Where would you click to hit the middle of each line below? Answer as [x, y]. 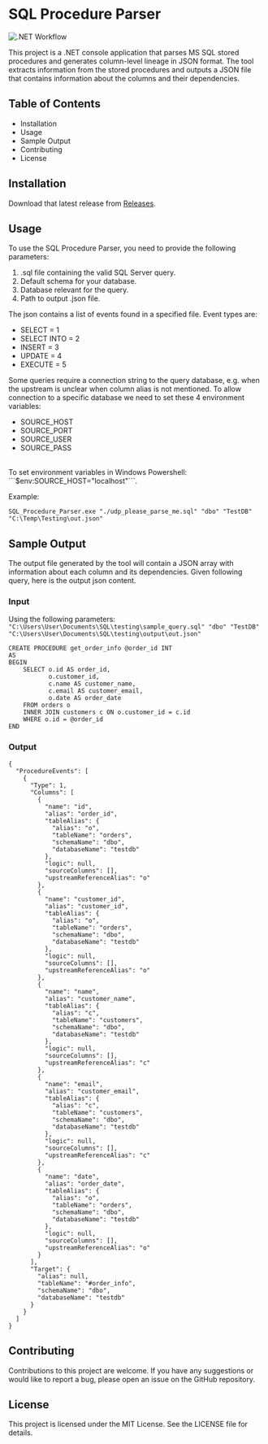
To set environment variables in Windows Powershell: [98, 472]
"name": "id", [68, 807]
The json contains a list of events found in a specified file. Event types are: [133, 315]
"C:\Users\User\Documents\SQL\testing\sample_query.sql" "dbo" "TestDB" [134, 627]
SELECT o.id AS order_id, [67, 670]
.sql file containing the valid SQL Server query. [98, 272]
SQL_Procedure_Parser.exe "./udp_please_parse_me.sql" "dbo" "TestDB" [130, 512]
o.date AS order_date [85, 698]
